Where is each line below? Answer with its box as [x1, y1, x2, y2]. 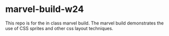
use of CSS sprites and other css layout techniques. [5, 25, 113, 31]
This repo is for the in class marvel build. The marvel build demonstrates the [5, 20, 164, 26]
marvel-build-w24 [5, 3, 85, 15]
